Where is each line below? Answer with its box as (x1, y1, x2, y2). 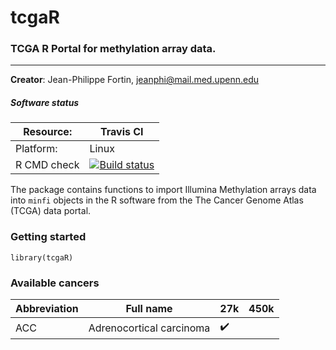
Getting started (10, 230, 87, 244)
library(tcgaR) (10, 252, 74, 263)
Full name (125, 302, 173, 316)
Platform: (15, 142, 58, 156)
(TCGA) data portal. (10, 205, 92, 217)
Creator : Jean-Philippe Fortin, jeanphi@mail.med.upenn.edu (10, 74, 260, 86)
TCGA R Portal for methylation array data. (10, 42, 217, 56)
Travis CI (99, 125, 144, 139)
